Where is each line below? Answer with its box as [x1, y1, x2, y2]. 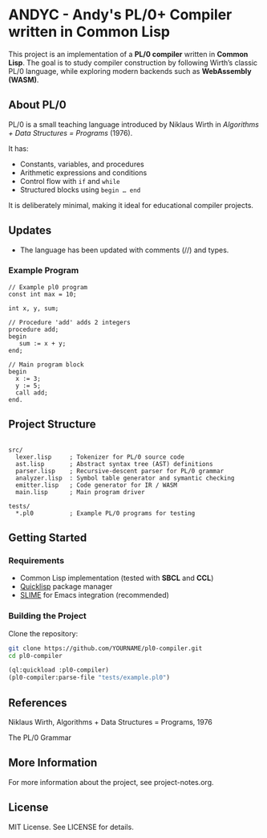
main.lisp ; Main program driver [15, 488, 146, 496]
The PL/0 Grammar [8, 733, 72, 742]
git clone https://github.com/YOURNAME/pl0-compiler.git [8, 644, 203, 652]
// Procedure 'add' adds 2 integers [8, 318, 131, 326]
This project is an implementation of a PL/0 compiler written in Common [8, 49, 249, 59]
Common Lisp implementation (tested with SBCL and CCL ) [19, 573, 214, 583]
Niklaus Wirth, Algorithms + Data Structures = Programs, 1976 [8, 717, 212, 726]
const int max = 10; [8, 290, 78, 298]
